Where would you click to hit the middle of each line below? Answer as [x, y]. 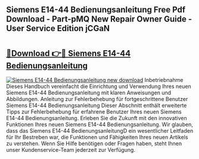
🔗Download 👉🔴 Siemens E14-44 [69, 53]
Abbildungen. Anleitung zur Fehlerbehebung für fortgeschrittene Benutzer [97, 99]
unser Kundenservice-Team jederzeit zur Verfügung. [71, 150]
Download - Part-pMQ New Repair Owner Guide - [99, 19]
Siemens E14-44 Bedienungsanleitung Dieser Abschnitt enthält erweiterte [97, 105]
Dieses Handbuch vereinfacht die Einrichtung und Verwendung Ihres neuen [99, 86]
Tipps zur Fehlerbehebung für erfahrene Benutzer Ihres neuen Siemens [94, 112]
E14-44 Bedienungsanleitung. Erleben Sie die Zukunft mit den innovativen [97, 118]
